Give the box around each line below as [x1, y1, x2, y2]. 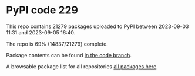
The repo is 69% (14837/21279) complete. [6, 40, 109, 47]
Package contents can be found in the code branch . [6, 51, 132, 58]
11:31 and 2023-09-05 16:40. [6, 29, 76, 36]
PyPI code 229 [6, 4, 78, 17]
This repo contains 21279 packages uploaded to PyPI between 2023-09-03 [6, 23, 189, 30]
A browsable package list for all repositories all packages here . [6, 63, 159, 70]
